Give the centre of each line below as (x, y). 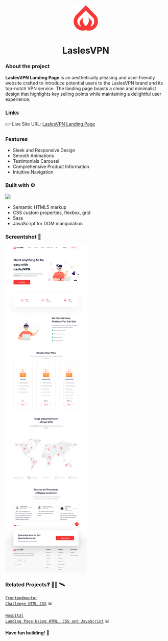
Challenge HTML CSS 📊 (29, 604)
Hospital (15, 616)
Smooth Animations (33, 156)
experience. (18, 99)
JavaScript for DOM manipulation (48, 223)
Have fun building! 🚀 (27, 633)
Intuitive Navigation (33, 172)
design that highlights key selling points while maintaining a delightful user (83, 94)
